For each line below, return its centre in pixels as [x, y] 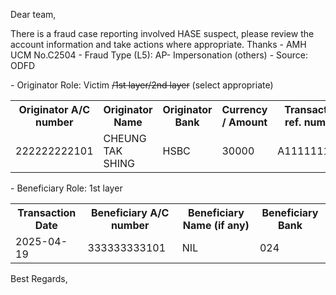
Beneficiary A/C [130, 212]
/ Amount [244, 122]
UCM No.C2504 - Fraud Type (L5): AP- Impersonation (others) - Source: [159, 55]
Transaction [47, 212]
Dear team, [33, 14]
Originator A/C [54, 109]
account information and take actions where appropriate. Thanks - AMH [158, 44]
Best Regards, [39, 278]
